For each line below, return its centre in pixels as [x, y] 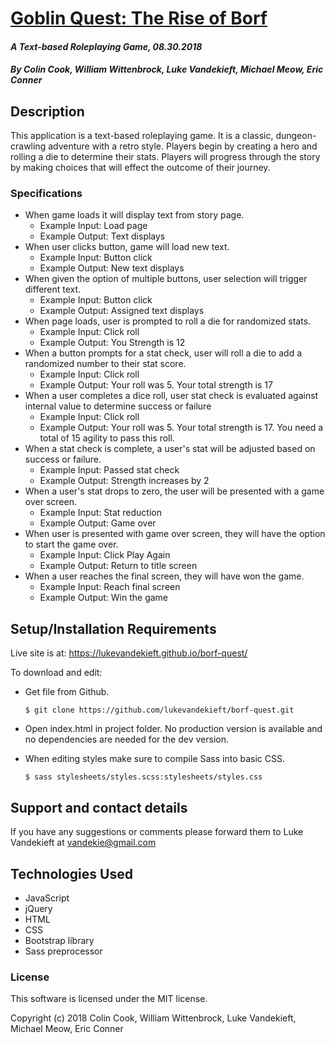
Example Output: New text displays [112, 268]
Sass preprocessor [63, 951]
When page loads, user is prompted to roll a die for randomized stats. [168, 321]
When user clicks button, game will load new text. [127, 247]
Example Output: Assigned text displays [122, 311]
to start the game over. [71, 544]
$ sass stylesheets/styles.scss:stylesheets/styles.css [143, 777]
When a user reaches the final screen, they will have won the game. [164, 576]
